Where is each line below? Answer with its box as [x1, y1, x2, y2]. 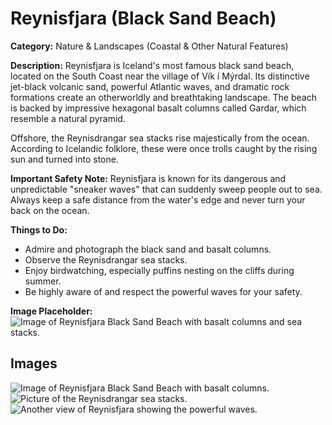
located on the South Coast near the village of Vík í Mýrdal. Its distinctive [10, 70, 310, 82]
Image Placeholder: [10, 305, 93, 317]
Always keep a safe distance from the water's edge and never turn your [10, 193, 306, 206]
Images [10, 355, 58, 372]
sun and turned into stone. [10, 153, 119, 165]
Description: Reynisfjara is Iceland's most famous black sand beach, [10, 59, 295, 71]
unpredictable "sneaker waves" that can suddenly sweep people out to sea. [10, 183, 323, 195]
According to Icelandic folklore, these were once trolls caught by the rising [10, 142, 318, 154]
